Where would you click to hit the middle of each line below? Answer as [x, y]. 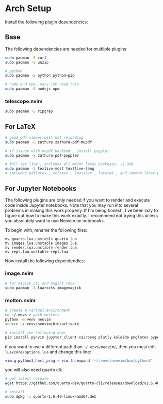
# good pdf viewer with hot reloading [44, 137]
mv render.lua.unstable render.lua [41, 247]
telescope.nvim [24, 101]
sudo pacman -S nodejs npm [32, 89]
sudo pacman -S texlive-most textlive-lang [50, 169]
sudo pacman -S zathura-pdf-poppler [42, 155]
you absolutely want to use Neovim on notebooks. [55, 220]
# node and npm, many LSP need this [42, 84]
